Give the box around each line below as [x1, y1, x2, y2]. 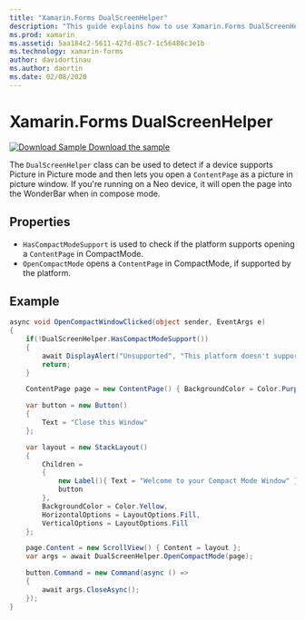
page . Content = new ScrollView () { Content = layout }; [25, 544, 242, 553]
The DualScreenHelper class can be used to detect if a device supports [9, 159, 274, 170]
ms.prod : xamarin [9, 30, 75, 39]
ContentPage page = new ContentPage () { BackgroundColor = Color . [25, 385, 282, 394]
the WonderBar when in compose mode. [9, 188, 161, 199]
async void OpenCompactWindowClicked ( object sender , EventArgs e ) [9, 318, 266, 327]
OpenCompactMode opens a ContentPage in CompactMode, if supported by [22, 258, 292, 269]
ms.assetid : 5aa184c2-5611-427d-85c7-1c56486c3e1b [9, 38, 205, 48]
